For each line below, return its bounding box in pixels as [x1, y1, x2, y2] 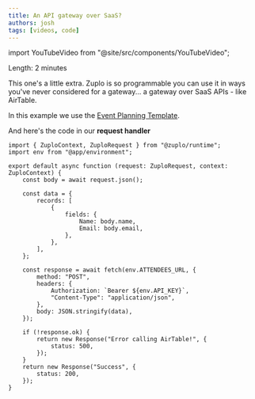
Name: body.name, [78, 218, 136, 226]
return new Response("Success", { [22, 363, 136, 371]
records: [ [36, 197, 73, 205]
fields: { [64, 211, 97, 218]
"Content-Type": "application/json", [50, 294, 176, 302]
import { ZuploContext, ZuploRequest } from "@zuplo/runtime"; [8, 142, 222, 150]
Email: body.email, [78, 225, 144, 233]
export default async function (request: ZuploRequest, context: [8, 162, 228, 170]
